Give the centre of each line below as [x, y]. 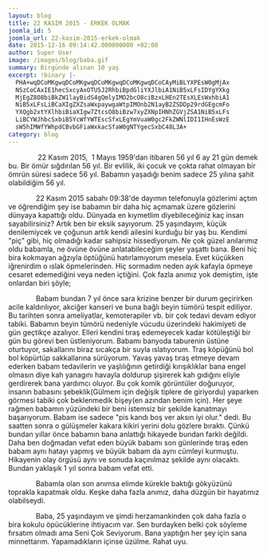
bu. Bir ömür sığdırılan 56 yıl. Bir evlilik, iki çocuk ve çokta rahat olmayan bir [132, 165]
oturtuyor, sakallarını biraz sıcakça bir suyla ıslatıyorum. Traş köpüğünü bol [131, 349]
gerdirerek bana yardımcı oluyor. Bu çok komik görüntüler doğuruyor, [122, 383]
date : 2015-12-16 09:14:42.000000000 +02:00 [83, 46]
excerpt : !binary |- [43, 75]
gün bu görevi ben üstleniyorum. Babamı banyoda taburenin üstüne [119, 341]
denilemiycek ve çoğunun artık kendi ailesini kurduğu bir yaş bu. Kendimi [128, 231]
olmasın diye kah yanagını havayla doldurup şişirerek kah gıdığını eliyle [124, 374]
